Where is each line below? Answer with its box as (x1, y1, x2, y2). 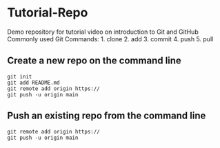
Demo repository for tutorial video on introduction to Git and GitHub (7, 28, 199, 36)
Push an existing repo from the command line (7, 110, 206, 122)
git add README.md (7, 79, 60, 86)
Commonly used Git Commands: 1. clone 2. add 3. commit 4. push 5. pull (7, 34, 214, 43)
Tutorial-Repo (7, 5, 88, 21)
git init (7, 73, 32, 80)
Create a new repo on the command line (7, 55, 181, 67)
